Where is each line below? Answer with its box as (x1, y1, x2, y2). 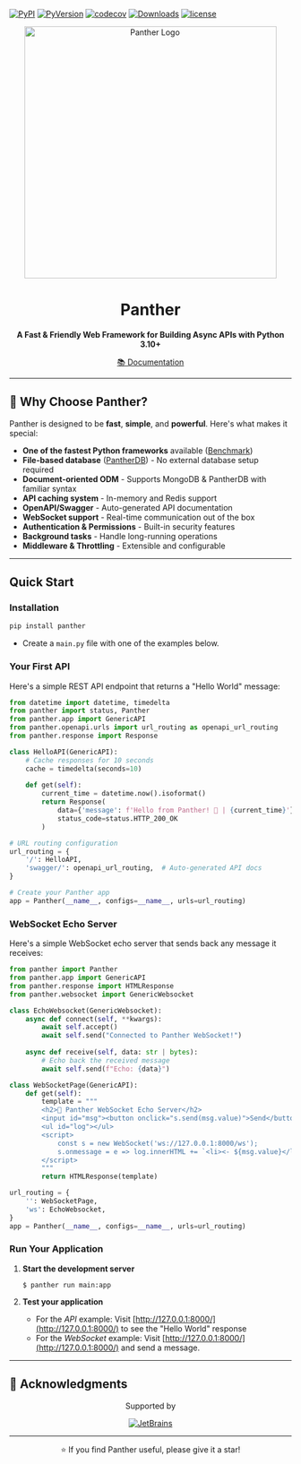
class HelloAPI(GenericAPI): (9, 747, 118, 756)
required (21, 464, 55, 475)
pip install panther (9, 622, 87, 631)
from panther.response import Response (9, 731, 159, 741)
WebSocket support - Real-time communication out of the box (21, 512, 255, 522)
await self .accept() (41, 1022, 118, 1032)
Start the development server (21, 1263, 135, 1274)
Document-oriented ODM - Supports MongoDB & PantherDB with (21, 473, 267, 484)
